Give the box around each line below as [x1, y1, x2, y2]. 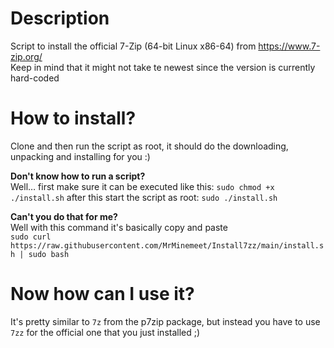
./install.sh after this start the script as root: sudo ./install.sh [10, 191, 278, 203]
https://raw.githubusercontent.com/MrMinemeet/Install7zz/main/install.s [10, 240, 325, 251]
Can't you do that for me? [10, 210, 118, 222]
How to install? [10, 107, 137, 130]
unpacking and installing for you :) [10, 150, 151, 162]
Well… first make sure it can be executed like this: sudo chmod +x [10, 180, 275, 192]
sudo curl [10, 232, 52, 242]
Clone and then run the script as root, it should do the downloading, [10, 140, 289, 152]
